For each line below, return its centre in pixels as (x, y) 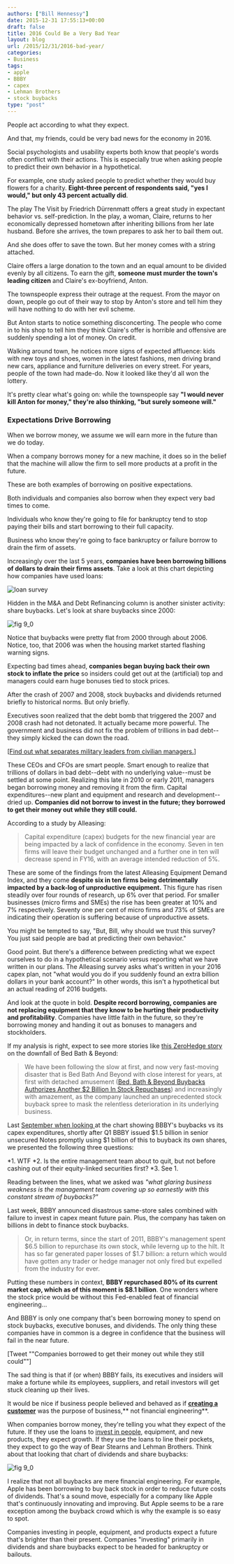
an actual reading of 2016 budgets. (58, 989)
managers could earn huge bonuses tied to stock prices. (88, 681)
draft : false (26, 27)
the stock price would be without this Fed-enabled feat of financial (103, 1297)
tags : (15, 66)
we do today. (26, 442)
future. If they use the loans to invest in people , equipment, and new (105, 1432)
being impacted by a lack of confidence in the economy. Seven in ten (124, 844)
